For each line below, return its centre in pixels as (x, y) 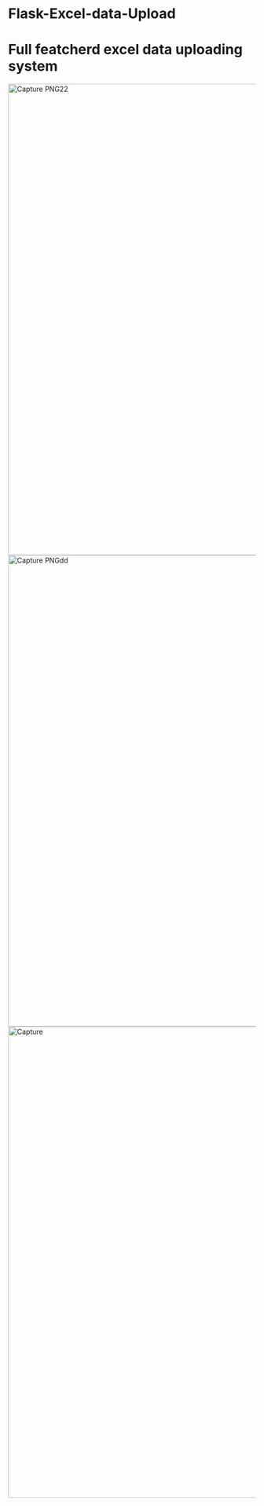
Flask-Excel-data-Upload (92, 14)
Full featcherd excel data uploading (126, 50)
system (33, 66)
